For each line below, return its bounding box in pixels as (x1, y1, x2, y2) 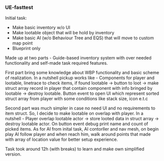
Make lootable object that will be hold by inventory (12, 30, 114, 36)
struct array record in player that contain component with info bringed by (5, 85, 153, 91)
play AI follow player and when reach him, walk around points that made (5, 132, 151, 137)
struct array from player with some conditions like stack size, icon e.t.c (5, 96, 148, 102)
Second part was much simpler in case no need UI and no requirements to (5, 105, 156, 111)
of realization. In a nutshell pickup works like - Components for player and (5, 75, 155, 81)
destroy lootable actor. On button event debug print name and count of (5, 121, 148, 127)
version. (5, 151, 22, 157)
